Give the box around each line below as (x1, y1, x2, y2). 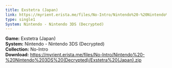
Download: (5, 52, 29, 58)
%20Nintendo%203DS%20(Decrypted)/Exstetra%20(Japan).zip (5, 57, 142, 63)
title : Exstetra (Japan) (5, 7, 58, 13)
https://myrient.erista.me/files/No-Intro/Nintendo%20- (30, 52, 145, 58)
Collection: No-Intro (5, 46, 49, 52)
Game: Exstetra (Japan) (5, 36, 56, 42)
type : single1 (5, 17, 36, 22)
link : (5, 12, 17, 17)
